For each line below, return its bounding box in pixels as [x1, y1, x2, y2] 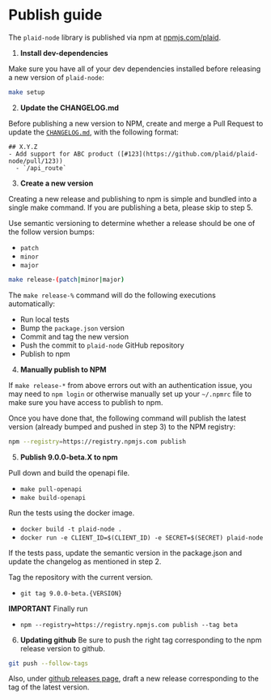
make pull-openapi [19, 484, 83, 493]
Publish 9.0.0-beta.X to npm [19, 452, 119, 462]
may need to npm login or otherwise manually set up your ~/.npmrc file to [8, 389, 252, 399]
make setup [8, 87, 45, 96]
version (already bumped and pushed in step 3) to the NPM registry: [8, 421, 236, 431]
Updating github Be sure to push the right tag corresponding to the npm [19, 634, 262, 645]
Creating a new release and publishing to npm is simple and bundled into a [8, 194, 257, 203]
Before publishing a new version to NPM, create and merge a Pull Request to [8, 118, 264, 128]
